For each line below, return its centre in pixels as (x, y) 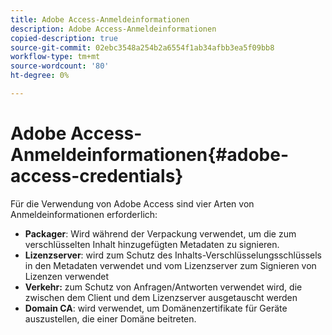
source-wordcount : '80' (60, 66)
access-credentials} (97, 176)
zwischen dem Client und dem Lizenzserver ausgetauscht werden (161, 297)
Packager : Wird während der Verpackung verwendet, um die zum (160, 233)
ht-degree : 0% (40, 76)
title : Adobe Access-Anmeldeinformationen (100, 19)
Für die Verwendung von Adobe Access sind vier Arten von (132, 203)
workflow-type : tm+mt (55, 57)
